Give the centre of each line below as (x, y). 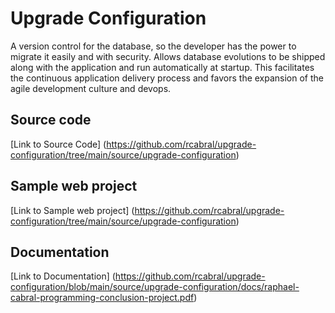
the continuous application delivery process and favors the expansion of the (167, 78)
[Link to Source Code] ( (58, 144)
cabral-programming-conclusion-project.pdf (102, 298)
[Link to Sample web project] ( (72, 210)
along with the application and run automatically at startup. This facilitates (162, 67)
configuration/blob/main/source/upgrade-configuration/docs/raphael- (155, 287)
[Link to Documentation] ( (63, 276)
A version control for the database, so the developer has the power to (153, 46)
